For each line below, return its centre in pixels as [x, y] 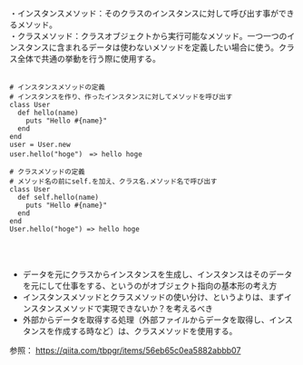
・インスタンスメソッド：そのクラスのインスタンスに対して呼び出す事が [144, 13]
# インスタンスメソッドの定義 [58, 87]
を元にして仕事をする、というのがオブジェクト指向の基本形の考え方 [150, 286]
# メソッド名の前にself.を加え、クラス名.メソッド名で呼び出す [113, 182]
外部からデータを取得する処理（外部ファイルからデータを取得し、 [146, 320]
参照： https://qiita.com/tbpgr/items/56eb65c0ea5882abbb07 [125, 350]
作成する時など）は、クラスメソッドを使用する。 [146, 331]
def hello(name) [48, 113]
